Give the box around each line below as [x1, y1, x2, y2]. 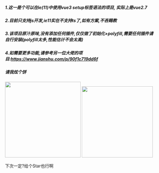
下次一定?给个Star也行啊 [5, 163, 54, 169]
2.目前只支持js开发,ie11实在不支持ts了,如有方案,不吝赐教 [5, 17, 117, 23]
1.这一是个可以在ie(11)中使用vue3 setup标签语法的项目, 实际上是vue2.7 [5, 4, 147, 10]
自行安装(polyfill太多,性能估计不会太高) [5, 37, 84, 43]
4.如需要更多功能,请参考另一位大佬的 [5, 50, 79, 56]
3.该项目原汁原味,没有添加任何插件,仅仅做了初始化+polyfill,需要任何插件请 [5, 31, 154, 36]
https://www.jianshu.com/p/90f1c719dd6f [10, 56, 98, 62]
